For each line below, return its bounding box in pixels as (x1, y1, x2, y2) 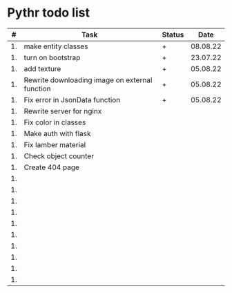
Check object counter (23, 151, 95, 160)
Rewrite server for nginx (23, 106, 102, 115)
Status (162, 30, 184, 39)
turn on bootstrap (23, 53, 81, 62)
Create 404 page (23, 162, 79, 172)
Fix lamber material (23, 140, 86, 149)
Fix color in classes (23, 117, 86, 127)
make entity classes (23, 41, 88, 51)
